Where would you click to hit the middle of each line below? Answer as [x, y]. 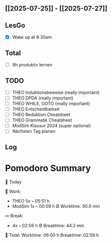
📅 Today [14, 182]
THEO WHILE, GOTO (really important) [51, 104]
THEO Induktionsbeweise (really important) [56, 92]
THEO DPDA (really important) [43, 98]
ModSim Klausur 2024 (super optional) [52, 126]
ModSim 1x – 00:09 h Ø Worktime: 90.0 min [56, 206]
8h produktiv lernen [32, 65]
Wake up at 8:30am [32, 37]
